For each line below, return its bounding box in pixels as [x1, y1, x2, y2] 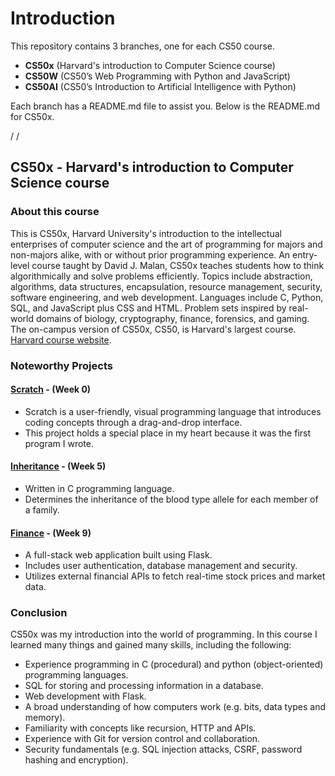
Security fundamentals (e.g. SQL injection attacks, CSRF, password [24, 743, 303, 756]
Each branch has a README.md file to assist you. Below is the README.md [10, 100, 321, 112]
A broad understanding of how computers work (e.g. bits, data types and [24, 701, 326, 713]
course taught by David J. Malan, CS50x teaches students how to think [31, 259, 325, 271]
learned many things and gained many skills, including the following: [10, 639, 292, 651]
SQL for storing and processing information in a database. [24, 680, 264, 692]
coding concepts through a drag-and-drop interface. [24, 416, 243, 428]
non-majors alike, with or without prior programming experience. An [10, 248, 291, 261]
